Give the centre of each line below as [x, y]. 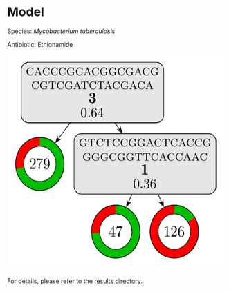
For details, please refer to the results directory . [75, 281]
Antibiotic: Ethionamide [40, 44]
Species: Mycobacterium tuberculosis [61, 31]
